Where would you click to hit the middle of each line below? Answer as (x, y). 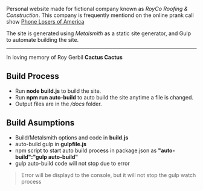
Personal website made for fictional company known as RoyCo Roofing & (97, 9)
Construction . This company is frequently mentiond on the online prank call (100, 15)
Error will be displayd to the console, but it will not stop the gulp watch (108, 175)
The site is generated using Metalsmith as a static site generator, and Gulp (99, 33)
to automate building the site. (43, 40)
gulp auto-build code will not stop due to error (72, 163)
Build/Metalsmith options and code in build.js (72, 137)
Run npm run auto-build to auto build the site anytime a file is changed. (104, 97)
